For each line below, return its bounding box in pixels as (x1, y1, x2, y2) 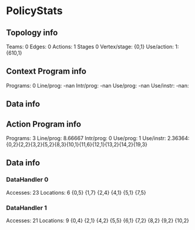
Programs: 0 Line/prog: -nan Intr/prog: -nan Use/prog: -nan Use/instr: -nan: (6, 82, 189, 89)
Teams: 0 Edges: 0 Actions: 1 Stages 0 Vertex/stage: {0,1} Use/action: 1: (6, 43, 179, 50)
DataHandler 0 (6, 175, 49, 184)
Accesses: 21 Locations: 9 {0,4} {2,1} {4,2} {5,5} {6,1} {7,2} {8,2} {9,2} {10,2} (6, 217, 189, 224)
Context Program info (6, 66, 87, 76)
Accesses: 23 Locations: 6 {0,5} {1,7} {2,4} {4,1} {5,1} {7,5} (6, 189, 147, 196)
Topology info (6, 28, 58, 38)
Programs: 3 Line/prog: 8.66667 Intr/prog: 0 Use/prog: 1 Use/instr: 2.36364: (6, 135, 190, 142)
